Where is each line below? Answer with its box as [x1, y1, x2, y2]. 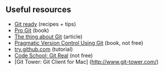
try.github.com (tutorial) [14, 46, 73, 53]
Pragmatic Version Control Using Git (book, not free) [14, 39, 144, 46]
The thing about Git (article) [14, 33, 83, 40]
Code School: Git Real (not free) [14, 51, 93, 59]
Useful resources [5, 5, 71, 15]
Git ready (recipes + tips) [14, 20, 76, 27]
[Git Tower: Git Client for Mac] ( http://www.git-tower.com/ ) [14, 58, 159, 65]
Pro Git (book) [14, 27, 49, 34]
